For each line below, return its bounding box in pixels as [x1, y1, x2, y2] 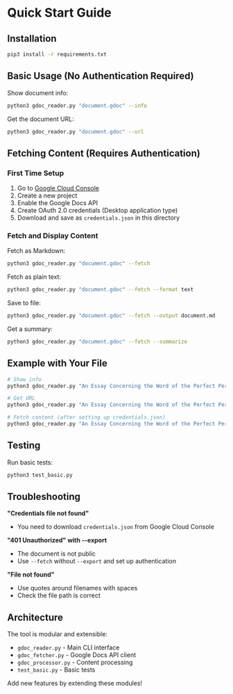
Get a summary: [7, 325, 53, 333]
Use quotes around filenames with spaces [17, 584, 138, 592]
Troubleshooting [7, 491, 81, 503]
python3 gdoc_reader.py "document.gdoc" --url [7, 128, 144, 135]
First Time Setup [7, 168, 64, 178]
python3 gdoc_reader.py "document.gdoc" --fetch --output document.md [7, 312, 216, 319]
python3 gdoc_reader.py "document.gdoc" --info [7, 102, 148, 109]
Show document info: [7, 88, 69, 97]
